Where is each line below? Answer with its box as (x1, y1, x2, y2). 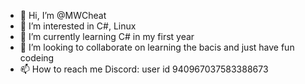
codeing (19, 52, 55, 64)
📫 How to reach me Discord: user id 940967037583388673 (19, 63, 269, 75)
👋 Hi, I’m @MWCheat (19, 10, 107, 21)
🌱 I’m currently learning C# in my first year (19, 31, 195, 42)
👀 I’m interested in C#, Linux (19, 20, 137, 32)
